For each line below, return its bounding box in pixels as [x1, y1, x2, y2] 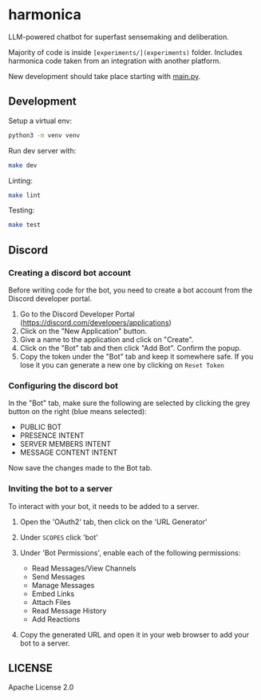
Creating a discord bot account [8, 267, 132, 278]
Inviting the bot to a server [8, 483, 113, 495]
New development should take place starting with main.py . [8, 71, 201, 81]
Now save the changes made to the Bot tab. [8, 463, 152, 473]
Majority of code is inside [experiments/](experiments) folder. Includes [8, 47, 243, 57]
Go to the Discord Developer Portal [19, 309, 136, 319]
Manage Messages [31, 580, 95, 590]
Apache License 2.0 [8, 682, 74, 692]
